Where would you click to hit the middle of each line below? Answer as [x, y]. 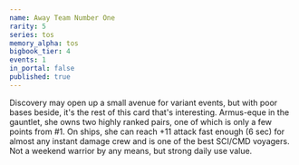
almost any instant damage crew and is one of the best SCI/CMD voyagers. [149, 141]
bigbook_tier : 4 [40, 52]
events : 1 [28, 60]
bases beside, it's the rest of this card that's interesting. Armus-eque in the [149, 112]
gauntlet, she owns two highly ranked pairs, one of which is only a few [141, 121]
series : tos [32, 34]
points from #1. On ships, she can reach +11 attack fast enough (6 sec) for [147, 131]
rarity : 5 [28, 26]
